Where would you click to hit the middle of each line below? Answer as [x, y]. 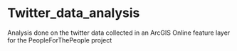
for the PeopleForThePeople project [60, 40]
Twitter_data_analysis [74, 13]
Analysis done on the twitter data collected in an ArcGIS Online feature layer [119, 33]
